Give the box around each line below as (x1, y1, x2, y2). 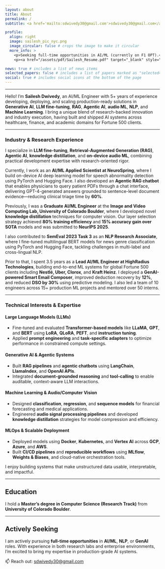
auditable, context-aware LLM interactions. (12, 378, 100, 384)
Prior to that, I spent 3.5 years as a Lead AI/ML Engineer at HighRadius (5, 259, 150, 265)
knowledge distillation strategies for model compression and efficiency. (12, 416, 159, 422)
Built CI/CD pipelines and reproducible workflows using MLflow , (12, 449, 145, 455)
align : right (9, 34, 36, 39)
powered (5, 274, 24, 280)
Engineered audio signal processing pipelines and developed (12, 411, 138, 417)
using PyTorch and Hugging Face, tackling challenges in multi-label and (5, 244, 150, 250)
